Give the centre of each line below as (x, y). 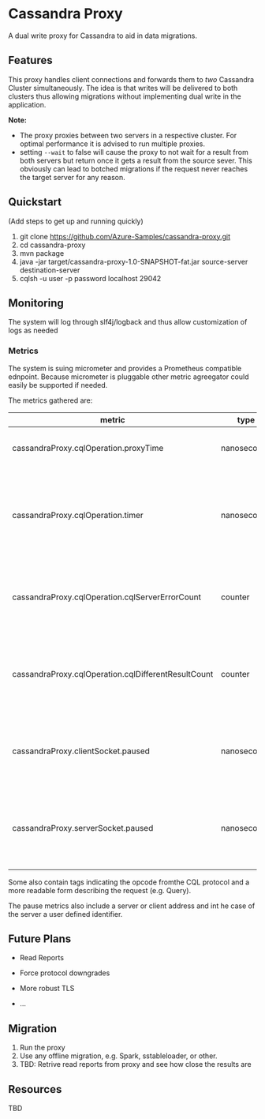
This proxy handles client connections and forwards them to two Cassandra (131, 79)
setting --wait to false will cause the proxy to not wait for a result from (134, 152)
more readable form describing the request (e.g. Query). (100, 890)
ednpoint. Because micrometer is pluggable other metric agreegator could (129, 377)
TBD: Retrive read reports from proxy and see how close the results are (135, 1065)
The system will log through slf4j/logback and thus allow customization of (128, 322)
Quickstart (35, 202)
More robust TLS (47, 989)
